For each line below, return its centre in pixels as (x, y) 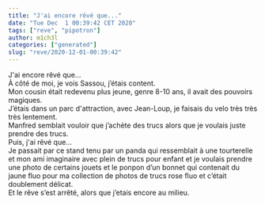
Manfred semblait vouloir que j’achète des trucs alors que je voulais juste (127, 125)
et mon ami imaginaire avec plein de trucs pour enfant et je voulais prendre (131, 159)
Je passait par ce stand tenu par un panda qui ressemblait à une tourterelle (131, 150)
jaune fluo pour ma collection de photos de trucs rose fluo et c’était (117, 176)
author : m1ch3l (33, 38)
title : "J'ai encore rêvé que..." (65, 15)
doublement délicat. (41, 184)
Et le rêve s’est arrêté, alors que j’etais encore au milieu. (99, 192)
